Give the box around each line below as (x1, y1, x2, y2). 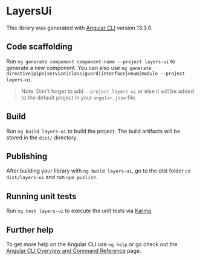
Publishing (6, 151, 48, 161)
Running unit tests (6, 191, 77, 201)
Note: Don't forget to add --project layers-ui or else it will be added (21, 87, 195, 95)
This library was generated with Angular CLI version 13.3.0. (6, 24, 153, 31)
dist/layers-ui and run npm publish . (6, 174, 98, 181)
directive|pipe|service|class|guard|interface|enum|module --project (6, 71, 185, 77)
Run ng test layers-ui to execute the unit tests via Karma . (6, 207, 153, 215)
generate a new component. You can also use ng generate (6, 64, 152, 71)
